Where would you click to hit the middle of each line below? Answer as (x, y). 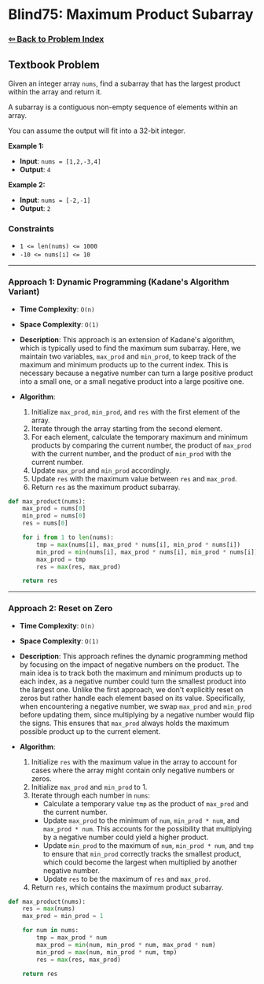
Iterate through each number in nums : (91, 795)
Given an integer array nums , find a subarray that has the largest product (125, 83)
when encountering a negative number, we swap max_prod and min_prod (136, 706)
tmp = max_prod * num (72, 938)
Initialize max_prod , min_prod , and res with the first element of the (136, 411)
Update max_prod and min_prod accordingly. (101, 470)
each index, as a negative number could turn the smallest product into (133, 681)
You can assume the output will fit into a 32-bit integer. (97, 131)
